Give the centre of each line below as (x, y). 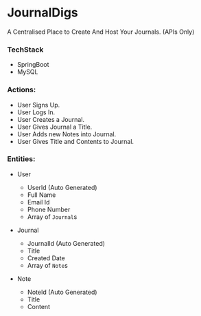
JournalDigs (43, 13)
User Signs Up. (38, 105)
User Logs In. (36, 112)
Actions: (22, 89)
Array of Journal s (52, 217)
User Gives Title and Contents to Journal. (75, 141)
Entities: (21, 159)
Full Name (42, 195)
